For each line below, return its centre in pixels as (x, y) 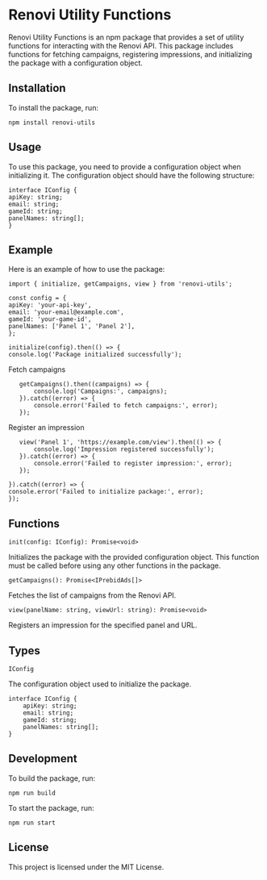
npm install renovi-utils (52, 123)
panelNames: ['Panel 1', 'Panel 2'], (72, 327)
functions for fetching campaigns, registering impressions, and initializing (130, 54)
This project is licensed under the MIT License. (86, 867)
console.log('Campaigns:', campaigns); (100, 392)
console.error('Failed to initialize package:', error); (106, 492)
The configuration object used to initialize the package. (100, 684)
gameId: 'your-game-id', (50, 319)
